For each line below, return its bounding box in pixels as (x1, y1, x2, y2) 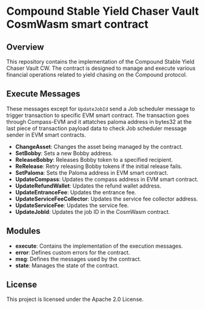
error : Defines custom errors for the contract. (15, 248, 130, 256)
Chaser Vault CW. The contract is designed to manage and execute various (6, 64, 196, 72)
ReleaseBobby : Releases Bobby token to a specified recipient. (15, 156, 173, 163)
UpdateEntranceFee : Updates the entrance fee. (15, 188, 136, 196)
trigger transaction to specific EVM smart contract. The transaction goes (6, 112, 190, 119)
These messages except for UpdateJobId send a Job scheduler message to (6, 105, 195, 112)
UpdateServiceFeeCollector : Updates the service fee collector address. (15, 195, 198, 202)
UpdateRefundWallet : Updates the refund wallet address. (15, 182, 162, 189)
